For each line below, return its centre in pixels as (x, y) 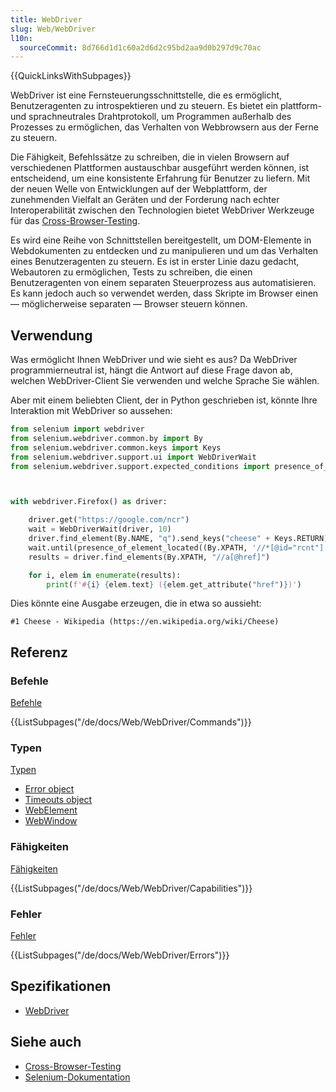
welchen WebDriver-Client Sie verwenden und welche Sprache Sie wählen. (165, 381)
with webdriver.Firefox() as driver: (89, 502)
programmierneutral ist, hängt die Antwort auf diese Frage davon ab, (151, 370)
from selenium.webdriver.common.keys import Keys (116, 447)
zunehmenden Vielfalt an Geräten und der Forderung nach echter (145, 200)
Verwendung (51, 335)
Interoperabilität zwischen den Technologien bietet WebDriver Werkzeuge (162, 210)
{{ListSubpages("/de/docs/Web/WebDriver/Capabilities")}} (131, 888)
